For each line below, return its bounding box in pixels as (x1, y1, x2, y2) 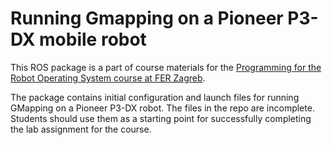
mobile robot (39, 28, 147, 51)
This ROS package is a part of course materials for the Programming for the (10, 61, 322, 73)
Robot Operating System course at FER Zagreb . (10, 72, 206, 84)
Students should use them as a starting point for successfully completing (10, 112, 312, 124)
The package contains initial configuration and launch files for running (10, 91, 300, 103)
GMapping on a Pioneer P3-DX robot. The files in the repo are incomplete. (10, 102, 315, 114)
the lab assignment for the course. (10, 123, 152, 135)
